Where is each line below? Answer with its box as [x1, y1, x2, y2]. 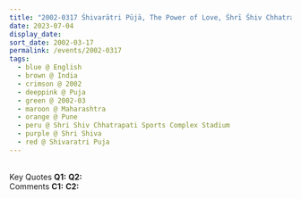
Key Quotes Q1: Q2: [9, 171, 82, 182]
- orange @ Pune [17, 112, 78, 121]
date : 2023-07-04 [9, 21, 74, 30]
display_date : [9, 29, 63, 38]
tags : [9, 54, 30, 63]
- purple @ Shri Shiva [17, 129, 102, 138]
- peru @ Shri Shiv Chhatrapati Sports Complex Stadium [17, 121, 230, 130]
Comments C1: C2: [9, 180, 80, 192]
